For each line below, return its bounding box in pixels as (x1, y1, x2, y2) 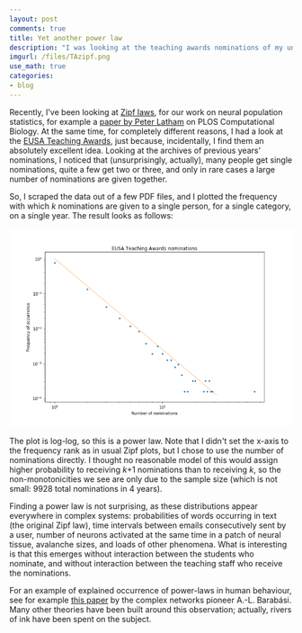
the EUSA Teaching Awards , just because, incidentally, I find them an (9, 135, 265, 146)
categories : (9, 72, 54, 81)
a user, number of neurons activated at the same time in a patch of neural (9, 529, 281, 539)
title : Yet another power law (9, 33, 123, 42)
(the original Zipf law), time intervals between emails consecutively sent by (9, 520, 287, 530)
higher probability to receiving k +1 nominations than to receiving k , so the (9, 464, 281, 475)
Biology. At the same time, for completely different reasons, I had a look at (9, 126, 283, 137)
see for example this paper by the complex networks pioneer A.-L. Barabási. (9, 594, 292, 605)
